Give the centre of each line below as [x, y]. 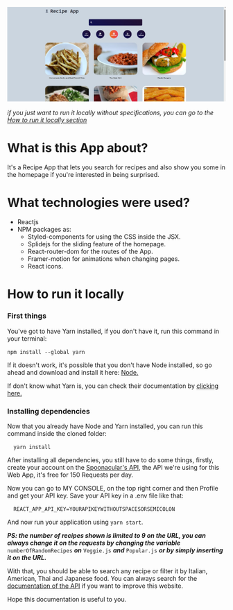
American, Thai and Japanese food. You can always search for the [102, 578]
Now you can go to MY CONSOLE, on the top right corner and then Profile [113, 488]
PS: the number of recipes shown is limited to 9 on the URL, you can [106, 535]
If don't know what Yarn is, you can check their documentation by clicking [113, 386]
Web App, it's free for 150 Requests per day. [70, 475]
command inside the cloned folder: [57, 433]
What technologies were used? [99, 203]
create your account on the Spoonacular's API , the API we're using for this [113, 467]
